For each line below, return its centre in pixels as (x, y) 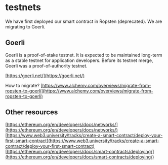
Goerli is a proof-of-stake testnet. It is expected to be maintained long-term (84, 55)
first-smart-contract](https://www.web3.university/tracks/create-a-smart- (82, 141)
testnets (23, 7)
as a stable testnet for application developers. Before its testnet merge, (79, 60)
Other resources (32, 112)
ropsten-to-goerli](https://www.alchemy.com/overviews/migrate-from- (79, 91)
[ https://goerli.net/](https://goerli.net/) (45, 76)
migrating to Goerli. (25, 26)
